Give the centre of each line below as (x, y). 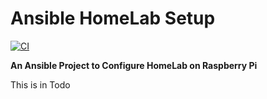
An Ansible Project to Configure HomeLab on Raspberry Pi (134, 65)
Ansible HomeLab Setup (113, 18)
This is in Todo (40, 84)
